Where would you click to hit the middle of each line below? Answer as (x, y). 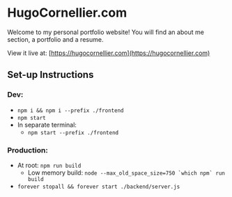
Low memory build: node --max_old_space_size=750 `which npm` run (126, 173)
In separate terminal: (47, 125)
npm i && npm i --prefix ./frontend (70, 110)
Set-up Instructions (51, 75)
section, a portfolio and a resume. (55, 39)
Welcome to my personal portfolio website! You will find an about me (106, 32)
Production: (28, 150)
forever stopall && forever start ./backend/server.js (99, 187)
